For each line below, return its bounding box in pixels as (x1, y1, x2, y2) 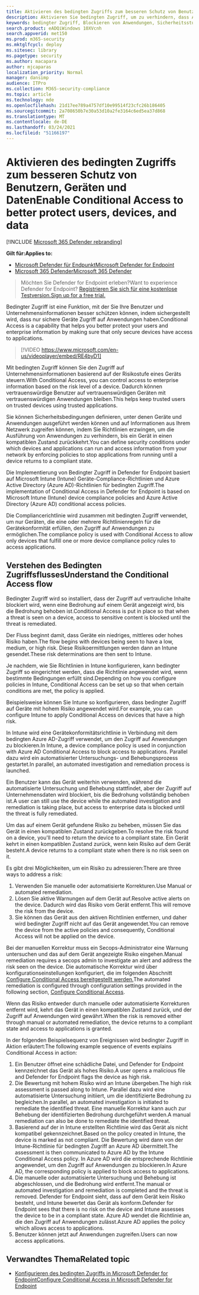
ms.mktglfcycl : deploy (6, 42, 62, 48)
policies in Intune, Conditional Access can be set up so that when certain (6, 680, 184, 688)
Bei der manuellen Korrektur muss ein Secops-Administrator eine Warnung (6, 944, 188, 951)
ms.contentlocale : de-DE (6, 119, 68, 125)
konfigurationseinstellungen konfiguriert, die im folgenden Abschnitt (6, 969, 173, 976)
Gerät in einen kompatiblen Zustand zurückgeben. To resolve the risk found (6, 828, 189, 835)
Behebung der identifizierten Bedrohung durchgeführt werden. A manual (14, 1111, 191, 1118)
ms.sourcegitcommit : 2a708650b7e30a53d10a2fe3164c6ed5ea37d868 (6, 108, 166, 114)
